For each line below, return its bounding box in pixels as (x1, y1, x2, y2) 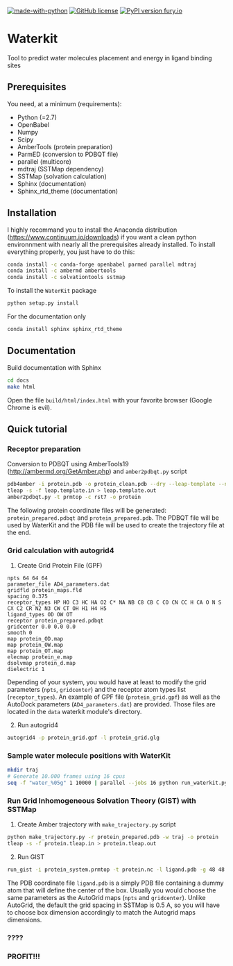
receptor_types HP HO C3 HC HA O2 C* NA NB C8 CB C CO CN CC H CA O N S (7, 599, 222, 607)
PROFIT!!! (7, 951, 40, 961)
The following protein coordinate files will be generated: (7, 506, 167, 514)
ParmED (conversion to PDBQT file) (17, 150, 119, 158)
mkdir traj (7, 767, 39, 774)
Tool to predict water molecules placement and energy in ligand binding (7, 53, 213, 62)
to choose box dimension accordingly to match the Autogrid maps (7, 908, 196, 916)
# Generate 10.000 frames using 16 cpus (7, 773, 126, 780)
